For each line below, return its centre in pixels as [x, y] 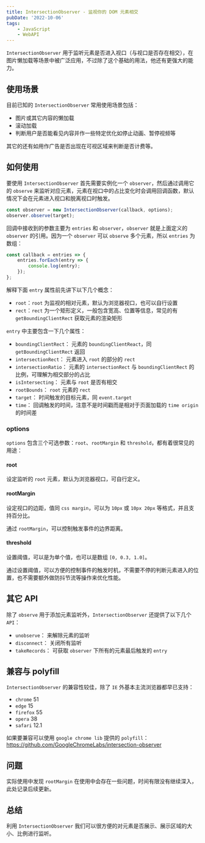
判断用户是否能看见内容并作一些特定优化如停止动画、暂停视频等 [95, 133]
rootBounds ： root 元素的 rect [53, 389]
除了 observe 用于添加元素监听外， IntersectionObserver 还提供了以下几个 [99, 614]
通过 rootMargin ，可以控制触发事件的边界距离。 [66, 528]
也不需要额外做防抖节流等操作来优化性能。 [70, 578]
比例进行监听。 [36, 834]
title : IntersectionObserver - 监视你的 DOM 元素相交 [72, 12]
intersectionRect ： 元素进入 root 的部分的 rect [75, 359]
